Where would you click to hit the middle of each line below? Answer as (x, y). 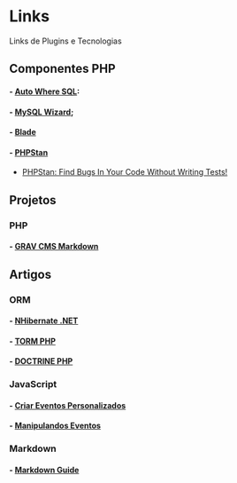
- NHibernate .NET (44, 321)
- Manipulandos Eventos (55, 426)
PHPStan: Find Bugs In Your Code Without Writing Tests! (125, 172)
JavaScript (33, 384)
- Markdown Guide (44, 470)
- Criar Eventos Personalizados (68, 405)
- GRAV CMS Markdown (54, 247)
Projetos (33, 200)
